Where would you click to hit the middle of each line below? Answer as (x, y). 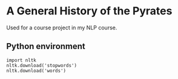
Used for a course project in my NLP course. (62, 28)
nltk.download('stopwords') (42, 65)
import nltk (21, 60)
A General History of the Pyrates (89, 11)
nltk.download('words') (36, 71)
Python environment (46, 46)
